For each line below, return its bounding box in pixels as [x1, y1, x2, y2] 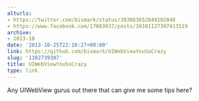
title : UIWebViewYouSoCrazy [7, 61, 88, 68]
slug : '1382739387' [7, 55, 63, 61]
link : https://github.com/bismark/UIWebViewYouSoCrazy [7, 48, 167, 55]
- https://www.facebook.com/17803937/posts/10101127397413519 [7, 23, 188, 29]
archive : [7, 29, 32, 36]
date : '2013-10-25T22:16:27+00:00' [7, 42, 109, 48]
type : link [7, 67, 38, 74]
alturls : [7, 10, 32, 17]
